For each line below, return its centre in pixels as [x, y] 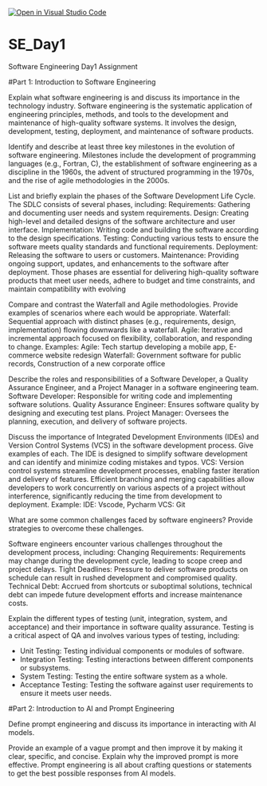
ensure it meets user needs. [65, 693]
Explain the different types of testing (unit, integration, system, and [118, 618]
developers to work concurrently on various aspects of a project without [127, 487]
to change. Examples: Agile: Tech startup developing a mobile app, [118, 346]
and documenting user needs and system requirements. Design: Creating [129, 213]
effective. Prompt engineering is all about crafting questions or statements [130, 764]
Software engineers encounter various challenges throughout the [116, 544]
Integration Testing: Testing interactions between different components [136, 659]
